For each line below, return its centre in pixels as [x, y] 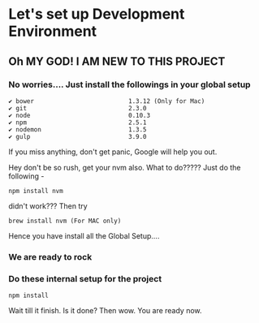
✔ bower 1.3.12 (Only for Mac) [107, 101]
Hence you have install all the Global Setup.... [84, 235]
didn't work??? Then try [48, 206]
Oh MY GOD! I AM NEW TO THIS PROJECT [117, 61]
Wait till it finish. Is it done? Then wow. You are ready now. [105, 311]
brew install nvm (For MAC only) [65, 221]
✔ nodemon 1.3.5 [78, 129]
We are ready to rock [50, 256]
